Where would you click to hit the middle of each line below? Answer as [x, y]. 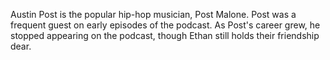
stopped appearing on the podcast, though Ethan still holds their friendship [165, 35]
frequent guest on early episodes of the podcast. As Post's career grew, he [165, 25]
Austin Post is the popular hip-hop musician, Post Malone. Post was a [153, 14]
